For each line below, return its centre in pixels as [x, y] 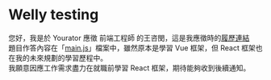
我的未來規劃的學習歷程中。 [61, 58]
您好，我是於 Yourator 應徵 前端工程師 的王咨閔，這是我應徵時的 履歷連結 [129, 38]
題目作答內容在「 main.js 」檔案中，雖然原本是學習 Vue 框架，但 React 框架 [132, 48]
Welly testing [54, 15]
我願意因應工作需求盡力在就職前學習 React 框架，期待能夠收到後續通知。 [129, 68]
